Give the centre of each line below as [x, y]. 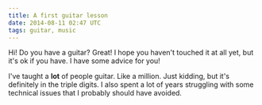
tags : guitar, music [42, 30]
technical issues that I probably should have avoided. [95, 93]
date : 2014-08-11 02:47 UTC [55, 23]
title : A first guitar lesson [58, 15]
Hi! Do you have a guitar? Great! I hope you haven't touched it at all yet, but [131, 53]
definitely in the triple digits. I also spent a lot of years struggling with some [131, 84]
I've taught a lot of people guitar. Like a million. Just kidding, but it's [119, 77]
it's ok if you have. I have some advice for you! [84, 61]
